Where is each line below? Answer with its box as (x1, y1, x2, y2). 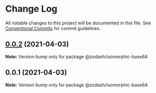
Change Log (5, 3, 57, 15)
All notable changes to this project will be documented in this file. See (5, 20, 151, 26)
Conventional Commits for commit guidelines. (5, 25, 101, 31)
